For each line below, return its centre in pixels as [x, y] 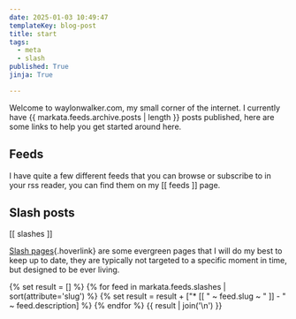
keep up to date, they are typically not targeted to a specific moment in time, [148, 261]
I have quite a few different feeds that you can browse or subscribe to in [140, 175]
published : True [39, 67]
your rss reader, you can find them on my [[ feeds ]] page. [115, 185]
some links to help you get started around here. [95, 126]
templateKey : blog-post [53, 26]
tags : [19, 42]
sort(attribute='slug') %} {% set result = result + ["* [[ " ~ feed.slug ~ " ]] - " [148, 296]
